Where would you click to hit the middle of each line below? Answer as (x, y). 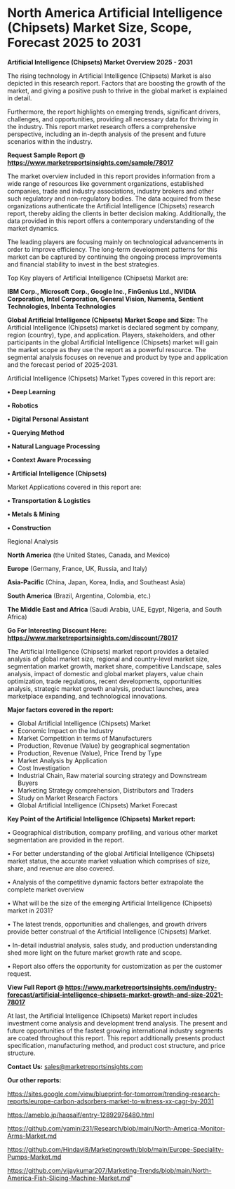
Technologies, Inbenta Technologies (61, 306)
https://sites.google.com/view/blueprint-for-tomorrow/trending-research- (114, 1094)
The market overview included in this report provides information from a (111, 176)
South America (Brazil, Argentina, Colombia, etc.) (79, 596)
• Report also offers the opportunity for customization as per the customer (115, 966)
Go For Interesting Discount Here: (57, 630)
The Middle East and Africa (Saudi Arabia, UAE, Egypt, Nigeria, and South (115, 609)
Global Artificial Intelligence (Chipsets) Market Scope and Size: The (108, 320)
